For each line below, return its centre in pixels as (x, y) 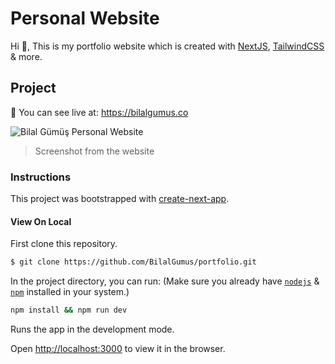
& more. (26, 56)
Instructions (41, 177)
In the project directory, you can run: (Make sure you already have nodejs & (165, 281)
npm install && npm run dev (69, 310)
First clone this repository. (64, 244)
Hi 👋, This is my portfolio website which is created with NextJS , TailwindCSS (167, 46)
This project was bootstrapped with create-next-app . (120, 199)
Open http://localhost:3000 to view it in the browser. (118, 348)
